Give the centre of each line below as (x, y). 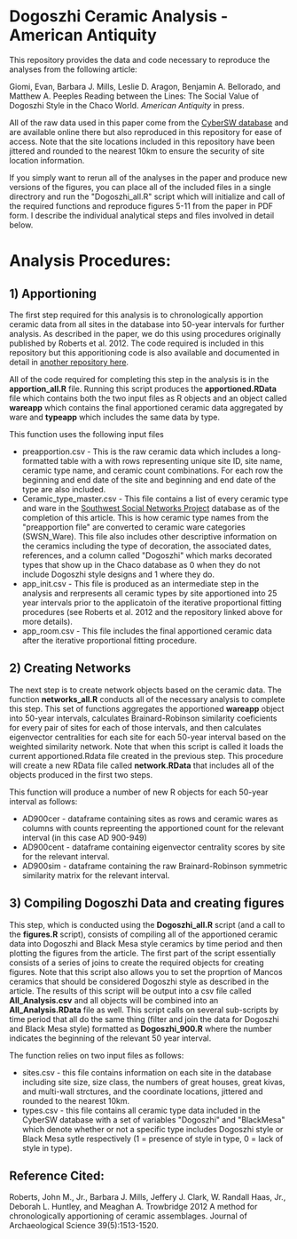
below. (21, 225)
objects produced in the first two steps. (81, 774)
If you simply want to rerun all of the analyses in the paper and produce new (148, 177)
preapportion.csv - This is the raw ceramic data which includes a (141, 452)
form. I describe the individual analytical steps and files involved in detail (142, 215)
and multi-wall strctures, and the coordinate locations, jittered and (142, 1091)
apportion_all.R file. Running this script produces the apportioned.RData (143, 388)
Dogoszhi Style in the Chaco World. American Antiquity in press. (127, 105)
